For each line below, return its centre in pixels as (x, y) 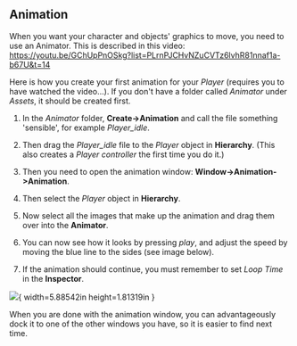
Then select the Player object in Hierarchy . (101, 198)
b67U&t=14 (30, 64)
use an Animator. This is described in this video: (97, 45)
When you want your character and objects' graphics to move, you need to (147, 36)
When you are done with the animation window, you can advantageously (143, 314)
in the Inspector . (53, 278)
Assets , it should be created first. (70, 101)
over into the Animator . (65, 225)
